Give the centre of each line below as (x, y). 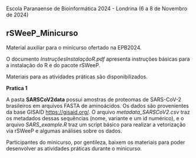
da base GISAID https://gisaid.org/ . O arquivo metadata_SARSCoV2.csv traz (98, 112)
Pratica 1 (17, 88)
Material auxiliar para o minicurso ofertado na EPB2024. (74, 47)
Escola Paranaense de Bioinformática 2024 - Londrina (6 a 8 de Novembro (97, 9)
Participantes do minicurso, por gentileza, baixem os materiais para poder (96, 142)
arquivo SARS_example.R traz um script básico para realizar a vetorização (96, 124)
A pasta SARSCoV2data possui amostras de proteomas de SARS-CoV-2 (94, 99)
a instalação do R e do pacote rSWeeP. (53, 65)
